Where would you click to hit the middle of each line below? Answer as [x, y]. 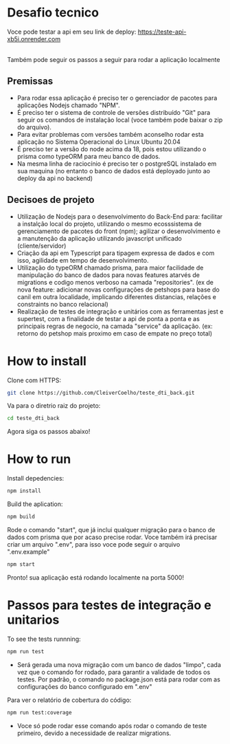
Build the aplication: [35, 504]
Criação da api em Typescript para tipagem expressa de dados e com [116, 253]
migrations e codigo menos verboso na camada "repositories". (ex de [115, 282]
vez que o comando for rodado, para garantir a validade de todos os [114, 672]
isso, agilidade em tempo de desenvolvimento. [83, 260]
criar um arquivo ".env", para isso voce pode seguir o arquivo [94, 544]
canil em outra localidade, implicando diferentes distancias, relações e [116, 296]
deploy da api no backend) [55, 178]
